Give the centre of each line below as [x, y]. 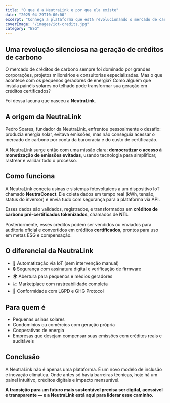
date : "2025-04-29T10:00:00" [36, 15]
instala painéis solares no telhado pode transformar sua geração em [76, 85]
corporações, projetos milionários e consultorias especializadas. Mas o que [84, 75]
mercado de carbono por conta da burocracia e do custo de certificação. [81, 139]
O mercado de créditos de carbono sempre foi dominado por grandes [78, 69]
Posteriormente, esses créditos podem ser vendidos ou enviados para [78, 224]
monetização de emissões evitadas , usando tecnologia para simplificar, [81, 155]
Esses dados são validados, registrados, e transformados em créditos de [82, 209]
